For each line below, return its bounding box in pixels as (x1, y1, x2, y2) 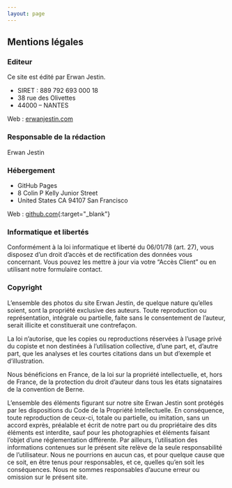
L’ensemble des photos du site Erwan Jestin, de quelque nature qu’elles (7, 298, 213, 307)
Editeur (7, 57, 33, 66)
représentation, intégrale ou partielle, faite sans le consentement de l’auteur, (7, 313, 226, 322)
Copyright (7, 283, 42, 293)
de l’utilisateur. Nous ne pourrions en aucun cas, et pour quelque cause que (7, 450, 225, 459)
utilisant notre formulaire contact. (7, 265, 103, 274)
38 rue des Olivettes (17, 94, 76, 102)
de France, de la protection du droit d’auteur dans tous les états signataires (7, 378, 223, 386)
